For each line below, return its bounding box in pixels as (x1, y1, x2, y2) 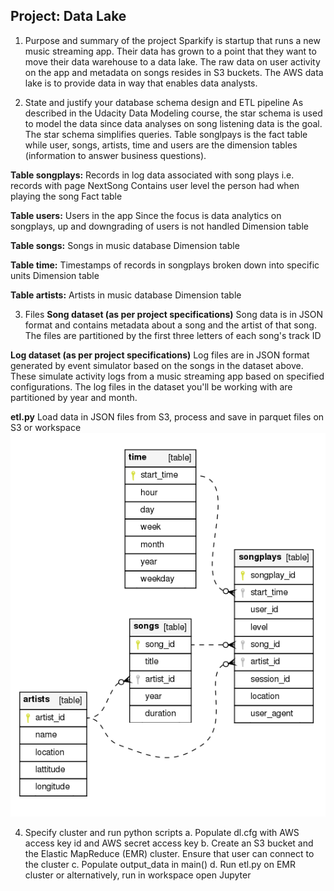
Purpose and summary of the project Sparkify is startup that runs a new (24, 34, 321, 46)
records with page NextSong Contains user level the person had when (10, 179, 300, 191)
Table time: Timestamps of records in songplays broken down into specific (10, 259, 320, 271)
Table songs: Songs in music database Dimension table (10, 239, 240, 251)
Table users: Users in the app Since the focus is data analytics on (10, 209, 282, 221)
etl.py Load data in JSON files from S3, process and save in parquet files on (10, 410, 325, 423)
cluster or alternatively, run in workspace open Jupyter (24, 869, 252, 881)
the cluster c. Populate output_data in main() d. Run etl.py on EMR (24, 859, 296, 871)
